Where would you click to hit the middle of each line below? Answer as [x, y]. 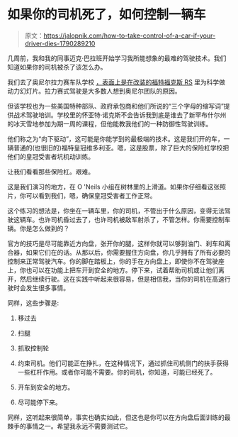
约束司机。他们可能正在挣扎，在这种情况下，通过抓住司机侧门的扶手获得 [123, 363]
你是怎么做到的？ [44, 228]
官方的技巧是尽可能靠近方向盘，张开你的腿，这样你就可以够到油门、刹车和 [116, 243]
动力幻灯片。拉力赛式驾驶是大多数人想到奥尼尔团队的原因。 [94, 91]
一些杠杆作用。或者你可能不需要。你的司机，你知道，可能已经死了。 [117, 372]
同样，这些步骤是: [33, 303]
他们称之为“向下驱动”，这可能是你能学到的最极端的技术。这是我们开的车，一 [119, 138]
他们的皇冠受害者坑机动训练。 [51, 156]
